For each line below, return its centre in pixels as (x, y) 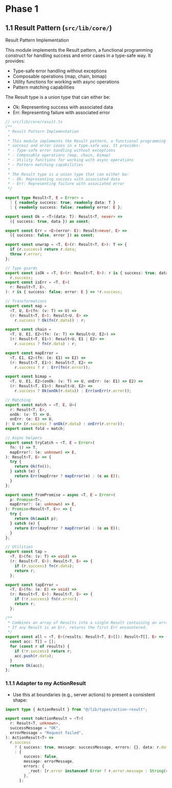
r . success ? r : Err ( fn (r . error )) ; (52, 367)
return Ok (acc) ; (27, 666)
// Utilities (19, 547)
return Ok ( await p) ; (36, 519)
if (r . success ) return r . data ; (43, 250)
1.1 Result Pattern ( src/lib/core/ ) (59, 28)
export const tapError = (32, 585)
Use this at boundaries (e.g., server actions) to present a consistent (84, 694)
